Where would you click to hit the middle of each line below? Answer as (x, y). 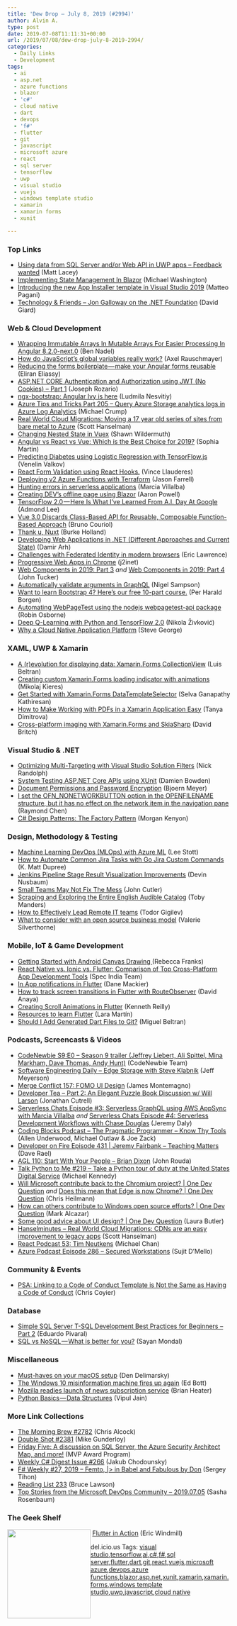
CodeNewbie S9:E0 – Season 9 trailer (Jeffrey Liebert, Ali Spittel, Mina (120, 1055)
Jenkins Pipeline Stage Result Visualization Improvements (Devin (112, 875)
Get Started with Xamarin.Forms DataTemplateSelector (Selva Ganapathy (124, 694)
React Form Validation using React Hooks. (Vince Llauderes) (105, 472)
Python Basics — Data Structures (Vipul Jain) (82, 1398)
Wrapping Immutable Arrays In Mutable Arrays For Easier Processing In (121, 344)
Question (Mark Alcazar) (53, 1213)
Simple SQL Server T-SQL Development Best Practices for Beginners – (120, 1326)
